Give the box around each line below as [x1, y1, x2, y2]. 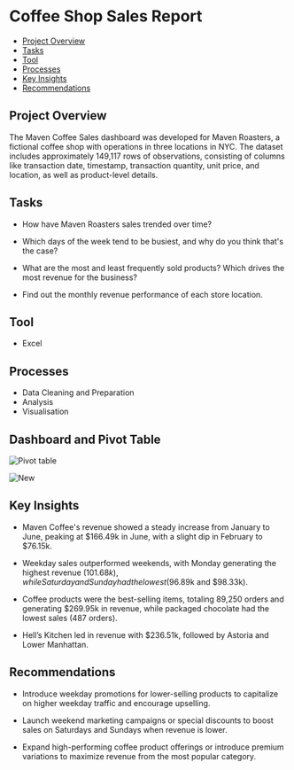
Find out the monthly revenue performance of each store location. [21, 289, 263, 299]
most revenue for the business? [21, 272, 138, 283]
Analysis [21, 397, 54, 408]
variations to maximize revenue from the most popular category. [21, 751, 257, 761]
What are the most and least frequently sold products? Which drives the [21, 262, 285, 273]
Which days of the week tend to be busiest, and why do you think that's [21, 236, 284, 246]
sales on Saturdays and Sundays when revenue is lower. [21, 724, 228, 735]
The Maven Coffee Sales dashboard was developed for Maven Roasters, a [9, 131, 281, 143]
